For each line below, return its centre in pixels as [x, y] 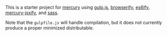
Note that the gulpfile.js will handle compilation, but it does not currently [84, 23]
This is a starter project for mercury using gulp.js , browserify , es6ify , [78, 7]
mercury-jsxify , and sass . [32, 13]
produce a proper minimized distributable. [50, 28]
